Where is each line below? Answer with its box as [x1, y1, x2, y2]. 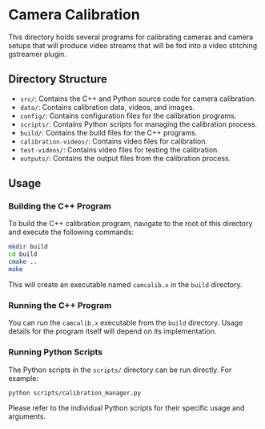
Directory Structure [8, 72, 108, 86]
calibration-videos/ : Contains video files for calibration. [19, 136, 208, 146]
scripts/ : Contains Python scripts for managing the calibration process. [19, 119, 258, 129]
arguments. [8, 411, 46, 422]
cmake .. [8, 258, 38, 266]
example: [8, 373, 38, 382]
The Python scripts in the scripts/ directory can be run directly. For [8, 365, 232, 374]
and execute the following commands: [8, 227, 135, 237]
